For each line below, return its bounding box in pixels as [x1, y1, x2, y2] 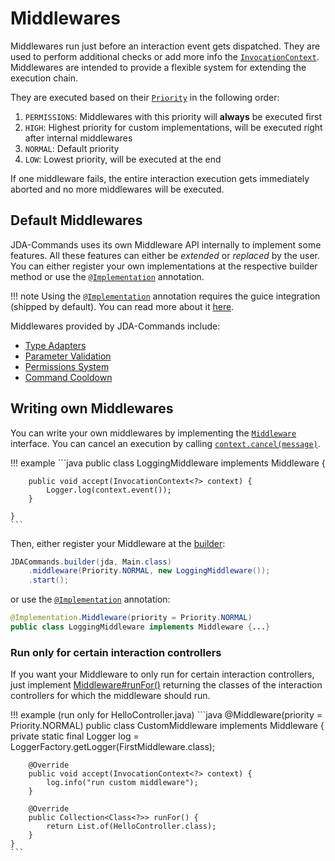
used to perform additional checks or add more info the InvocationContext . [10, 50, 320, 62]
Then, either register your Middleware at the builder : [10, 537, 226, 549]
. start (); [28, 575, 70, 586]
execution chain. [10, 72, 79, 84]
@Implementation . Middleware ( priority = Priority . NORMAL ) [10, 613, 253, 623]
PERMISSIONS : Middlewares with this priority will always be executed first [24, 110, 322, 122]
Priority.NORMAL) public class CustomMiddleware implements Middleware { [10, 720, 325, 732]
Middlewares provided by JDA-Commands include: [10, 320, 221, 332]
